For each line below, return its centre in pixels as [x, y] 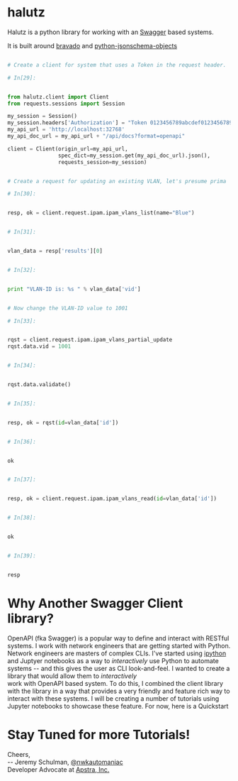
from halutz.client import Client [58, 97]
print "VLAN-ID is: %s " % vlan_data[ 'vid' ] [74, 289]
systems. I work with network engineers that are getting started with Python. [119, 645]
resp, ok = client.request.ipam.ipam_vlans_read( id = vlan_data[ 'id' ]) [112, 499]
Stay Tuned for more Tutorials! [99, 734]
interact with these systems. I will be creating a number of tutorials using [113, 698]
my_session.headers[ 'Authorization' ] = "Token [77, 123]
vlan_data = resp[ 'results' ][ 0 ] [55, 251]
